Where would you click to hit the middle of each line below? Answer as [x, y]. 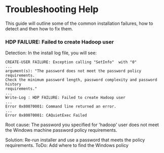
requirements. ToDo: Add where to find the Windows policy [67, 145]
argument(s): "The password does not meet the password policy [73, 71]
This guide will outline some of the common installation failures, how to [79, 23]
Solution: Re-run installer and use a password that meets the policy [75, 140]
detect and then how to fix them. [39, 28]
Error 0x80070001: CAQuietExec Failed [46, 116]
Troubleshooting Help [52, 9]
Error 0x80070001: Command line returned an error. [61, 107]
